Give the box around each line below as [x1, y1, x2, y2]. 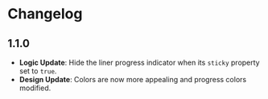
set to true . [19, 66, 57, 76]
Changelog [7, 5, 83, 23]
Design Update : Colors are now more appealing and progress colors [19, 75, 247, 84]
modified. [19, 83, 52, 93]
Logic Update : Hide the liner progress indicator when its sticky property [19, 57, 260, 67]
